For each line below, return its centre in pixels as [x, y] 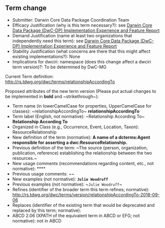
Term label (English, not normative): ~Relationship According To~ [78, 116]
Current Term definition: [30, 76]
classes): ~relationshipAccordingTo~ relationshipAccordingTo [76, 111]
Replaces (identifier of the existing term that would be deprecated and [83, 205]
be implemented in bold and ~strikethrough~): [52, 96]
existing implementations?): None [46, 57]
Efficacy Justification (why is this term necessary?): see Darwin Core [82, 25]
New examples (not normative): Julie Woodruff [60, 179]
